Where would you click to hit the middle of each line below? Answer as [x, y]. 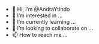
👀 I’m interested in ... [37, 15]
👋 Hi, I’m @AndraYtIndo [41, 9]
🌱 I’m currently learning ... [44, 22]
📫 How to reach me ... [40, 35]
